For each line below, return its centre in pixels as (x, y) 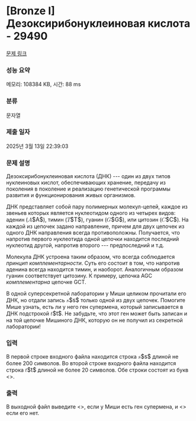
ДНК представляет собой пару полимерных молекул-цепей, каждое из (97, 207)
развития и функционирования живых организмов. (71, 195)
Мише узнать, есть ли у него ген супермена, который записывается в (95, 307)
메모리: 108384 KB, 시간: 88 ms (44, 84)
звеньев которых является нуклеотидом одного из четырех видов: (91, 213)
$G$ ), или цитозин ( (136, 220)
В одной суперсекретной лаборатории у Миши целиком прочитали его (96, 294)
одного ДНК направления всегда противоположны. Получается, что (93, 233)
